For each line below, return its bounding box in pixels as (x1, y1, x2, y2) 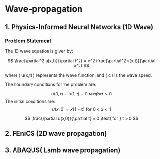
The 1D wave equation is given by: (5, 48, 74, 54)
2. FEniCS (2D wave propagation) (5, 129, 107, 138)
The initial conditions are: (5, 98, 56, 104)
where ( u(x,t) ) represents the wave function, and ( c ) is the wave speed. (5, 72, 152, 78)
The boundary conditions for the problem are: (5, 81, 96, 87)
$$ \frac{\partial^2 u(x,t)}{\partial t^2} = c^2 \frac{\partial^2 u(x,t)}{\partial (7, 57, 156, 64)
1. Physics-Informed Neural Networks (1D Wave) (5, 23, 154, 31)
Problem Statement (5, 37, 52, 44)
